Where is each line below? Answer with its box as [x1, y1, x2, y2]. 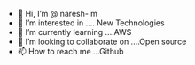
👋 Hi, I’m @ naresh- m [17, 9, 98, 18]
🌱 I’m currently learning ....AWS [17, 27, 132, 37]
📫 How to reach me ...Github [17, 47, 124, 56]
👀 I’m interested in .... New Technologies [17, 18, 166, 28]
